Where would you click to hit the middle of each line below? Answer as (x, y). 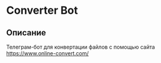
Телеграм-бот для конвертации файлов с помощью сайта (80, 47)
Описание (26, 33)
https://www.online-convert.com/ (47, 53)
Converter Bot (42, 10)
